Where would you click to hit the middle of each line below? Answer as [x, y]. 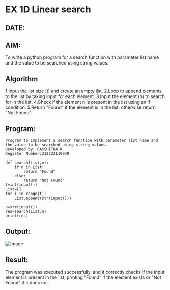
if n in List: [29, 167]
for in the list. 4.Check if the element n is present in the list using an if [78, 102]
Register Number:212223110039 [37, 154]
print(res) [17, 216]
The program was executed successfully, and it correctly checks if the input [85, 272]
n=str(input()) [21, 207]
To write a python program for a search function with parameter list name [82, 57]
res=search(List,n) [26, 212]
